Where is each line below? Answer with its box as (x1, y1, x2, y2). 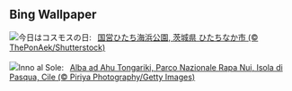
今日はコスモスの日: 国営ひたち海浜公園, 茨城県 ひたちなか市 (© (18, 31, 259, 43)
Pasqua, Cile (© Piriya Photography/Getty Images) (9, 71, 196, 82)
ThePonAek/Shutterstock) (9, 42, 106, 53)
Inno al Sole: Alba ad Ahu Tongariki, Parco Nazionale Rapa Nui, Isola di (18, 62, 283, 72)
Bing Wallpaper (9, 7, 97, 22)
